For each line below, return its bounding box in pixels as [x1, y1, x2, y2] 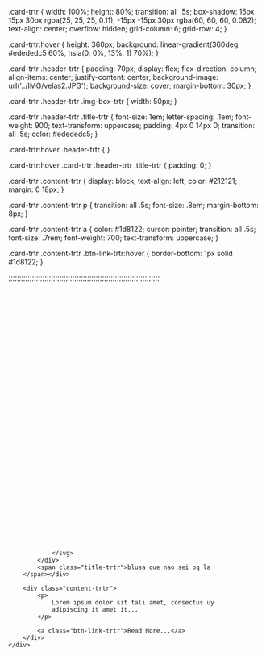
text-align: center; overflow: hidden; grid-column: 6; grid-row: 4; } [8, 24, 227, 33]
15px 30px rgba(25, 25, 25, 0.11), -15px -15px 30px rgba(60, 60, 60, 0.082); [8, 15, 256, 25]
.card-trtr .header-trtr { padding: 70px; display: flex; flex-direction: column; [8, 64, 257, 73]
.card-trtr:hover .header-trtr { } [8, 145, 110, 154]
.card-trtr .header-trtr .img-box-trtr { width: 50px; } [8, 97, 177, 106]
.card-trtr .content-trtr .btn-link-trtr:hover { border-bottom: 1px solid [8, 249, 233, 258]
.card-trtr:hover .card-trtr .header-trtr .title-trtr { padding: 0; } [8, 160, 212, 170]
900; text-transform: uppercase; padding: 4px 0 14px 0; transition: [35, 121, 256, 130]
